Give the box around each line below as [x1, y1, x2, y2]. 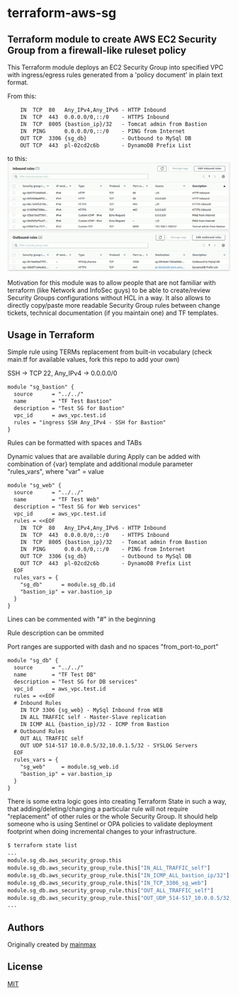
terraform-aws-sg [7, 5, 117, 21]
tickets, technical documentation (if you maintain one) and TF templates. [7, 308, 219, 317]
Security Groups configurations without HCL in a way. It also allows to [7, 293, 211, 302]
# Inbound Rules [13, 700, 62, 707]
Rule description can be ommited [7, 629, 104, 638]
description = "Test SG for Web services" [13, 504, 141, 511]
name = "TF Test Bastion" [13, 398, 113, 405]
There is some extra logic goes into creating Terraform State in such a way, [7, 797, 227, 806]
